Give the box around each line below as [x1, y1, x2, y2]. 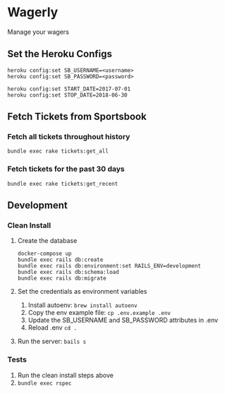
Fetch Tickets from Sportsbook [7, 111, 147, 123]
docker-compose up [17, 250, 72, 258]
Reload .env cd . [28, 323, 78, 332]
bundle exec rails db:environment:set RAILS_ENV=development [17, 263, 202, 270]
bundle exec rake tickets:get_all [7, 148, 109, 155]
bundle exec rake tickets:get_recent [7, 180, 118, 187]
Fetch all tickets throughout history [7, 132, 130, 142]
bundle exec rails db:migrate [17, 275, 107, 282]
